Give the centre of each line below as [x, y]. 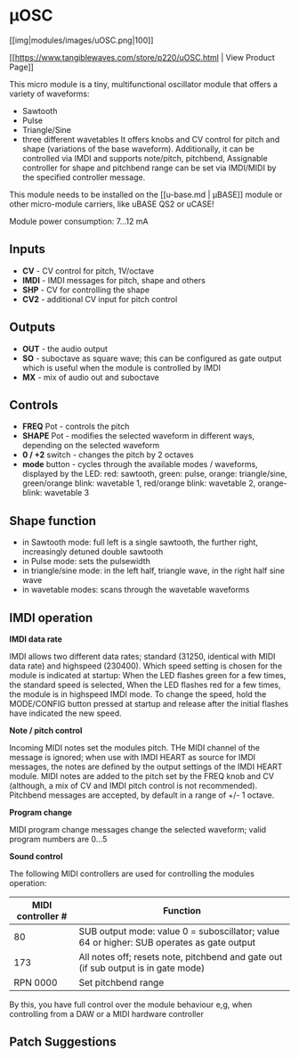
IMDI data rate [36, 639]
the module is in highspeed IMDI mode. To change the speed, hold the [138, 694]
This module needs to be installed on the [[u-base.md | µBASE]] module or [146, 194]
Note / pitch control [46, 730]
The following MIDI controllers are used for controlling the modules [132, 873]
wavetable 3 [67, 493]
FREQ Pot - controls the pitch [76, 426]
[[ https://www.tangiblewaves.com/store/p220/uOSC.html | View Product [142, 57]
